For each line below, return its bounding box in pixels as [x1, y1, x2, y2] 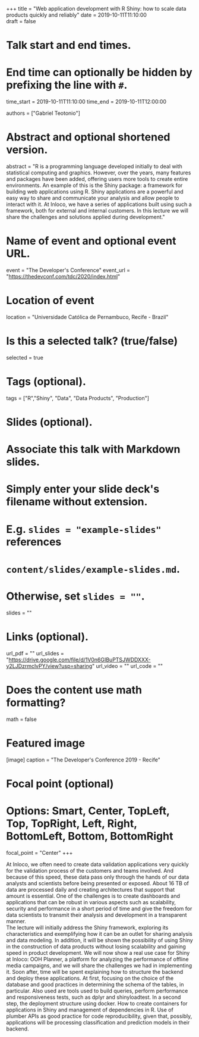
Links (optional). [6, 630, 89, 644]
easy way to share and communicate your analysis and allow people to [6, 195, 179, 202]
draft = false [6, 18, 36, 24]
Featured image [6, 736, 85, 749]
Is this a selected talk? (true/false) [6, 335, 178, 348]
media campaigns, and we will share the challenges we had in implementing [6, 961, 192, 969]
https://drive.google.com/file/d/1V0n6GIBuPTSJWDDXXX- [8, 656, 151, 663]
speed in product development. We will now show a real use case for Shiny [6, 949, 190, 956]
